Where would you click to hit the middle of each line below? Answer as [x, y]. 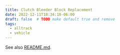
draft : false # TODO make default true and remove [60, 19]
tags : [11, 24]
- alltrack [21, 28]
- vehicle [20, 33]
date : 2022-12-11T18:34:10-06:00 [40, 14]
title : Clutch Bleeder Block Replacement [49, 10]
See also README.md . [28, 47]
